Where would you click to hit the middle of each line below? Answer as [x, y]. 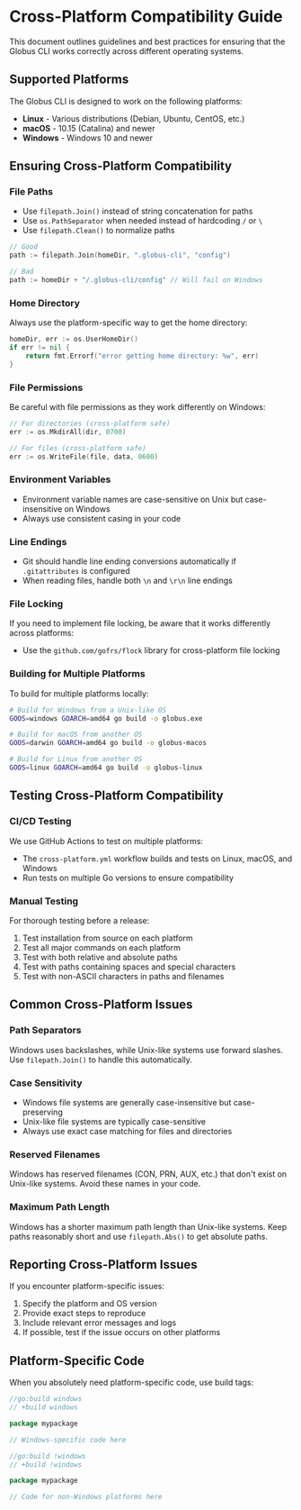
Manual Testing [44, 901]
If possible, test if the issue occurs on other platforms [121, 1333]
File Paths [31, 192]
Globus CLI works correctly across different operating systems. [127, 50]
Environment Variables [60, 479]
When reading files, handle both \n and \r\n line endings [128, 581]
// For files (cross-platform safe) [78, 448]
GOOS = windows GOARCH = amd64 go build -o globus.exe [106, 718]
